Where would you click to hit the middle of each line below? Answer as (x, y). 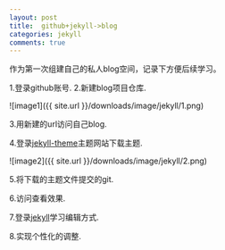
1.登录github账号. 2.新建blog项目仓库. (78, 88)
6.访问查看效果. (37, 198)
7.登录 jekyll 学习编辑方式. (54, 217)
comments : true (37, 42)
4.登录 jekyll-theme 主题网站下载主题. (76, 143)
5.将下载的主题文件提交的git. (62, 179)
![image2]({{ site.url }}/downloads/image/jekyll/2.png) (108, 161)
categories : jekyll (46, 34)
